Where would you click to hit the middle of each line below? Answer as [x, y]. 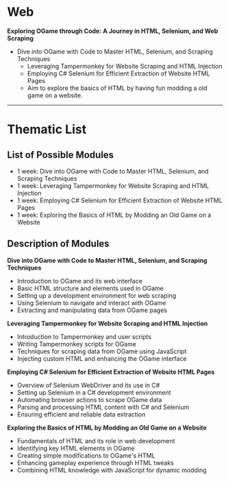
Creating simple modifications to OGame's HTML [86, 455]
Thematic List [47, 129]
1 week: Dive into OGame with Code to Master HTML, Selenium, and [113, 171]
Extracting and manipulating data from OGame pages [92, 310]
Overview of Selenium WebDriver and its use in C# [88, 385]
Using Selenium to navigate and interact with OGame [91, 303]
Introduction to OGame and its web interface [79, 281]
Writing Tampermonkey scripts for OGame [77, 344]
